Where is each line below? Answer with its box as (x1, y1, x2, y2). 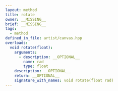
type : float (23, 64, 49, 69)
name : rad (23, 59, 44, 64)
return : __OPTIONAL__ (14, 73, 60, 78)
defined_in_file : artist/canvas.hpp (5, 36, 82, 41)
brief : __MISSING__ (5, 21, 46, 27)
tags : (5, 26, 17, 31)
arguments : (14, 50, 37, 55)
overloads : (5, 40, 28, 45)
